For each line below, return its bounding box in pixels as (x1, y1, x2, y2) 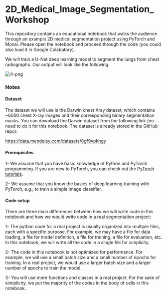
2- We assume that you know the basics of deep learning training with (5, 181, 150, 187)
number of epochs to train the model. (5, 265, 82, 271)
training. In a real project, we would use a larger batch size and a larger (5, 260, 151, 266)
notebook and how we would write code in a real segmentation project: (5, 214, 151, 220)
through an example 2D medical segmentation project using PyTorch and (5, 36, 155, 42)
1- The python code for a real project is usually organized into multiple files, (5, 224, 161, 230)
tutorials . (5, 171, 23, 177)
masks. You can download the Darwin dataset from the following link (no (5, 118, 154, 124)
